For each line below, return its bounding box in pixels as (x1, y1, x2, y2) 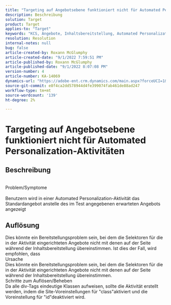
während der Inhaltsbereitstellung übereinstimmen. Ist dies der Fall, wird (5, 245, 157, 252)
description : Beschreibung (5, 12, 63, 17)
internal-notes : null (5, 41, 51, 46)
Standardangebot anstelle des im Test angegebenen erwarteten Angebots (5, 201, 161, 207)
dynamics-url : (5, 78, 36, 84)
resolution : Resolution (5, 36, 56, 41)
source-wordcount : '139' (5, 93, 58, 98)
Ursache (5, 256, 23, 262)
